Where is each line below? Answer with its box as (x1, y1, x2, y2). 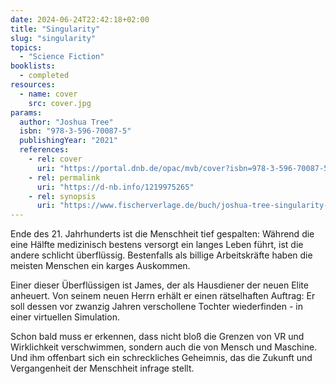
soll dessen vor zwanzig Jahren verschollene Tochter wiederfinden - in (10, 301, 303, 313)
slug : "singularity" (10, 33, 97, 43)
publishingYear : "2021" (19, 136, 118, 146)
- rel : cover (28, 154, 83, 164)
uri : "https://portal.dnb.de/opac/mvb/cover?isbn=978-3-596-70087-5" (36, 163, 333, 173)
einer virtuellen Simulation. (10, 311, 120, 323)
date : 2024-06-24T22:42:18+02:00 (10, 14, 150, 25)
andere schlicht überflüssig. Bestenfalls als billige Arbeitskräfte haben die (10, 249, 313, 261)
